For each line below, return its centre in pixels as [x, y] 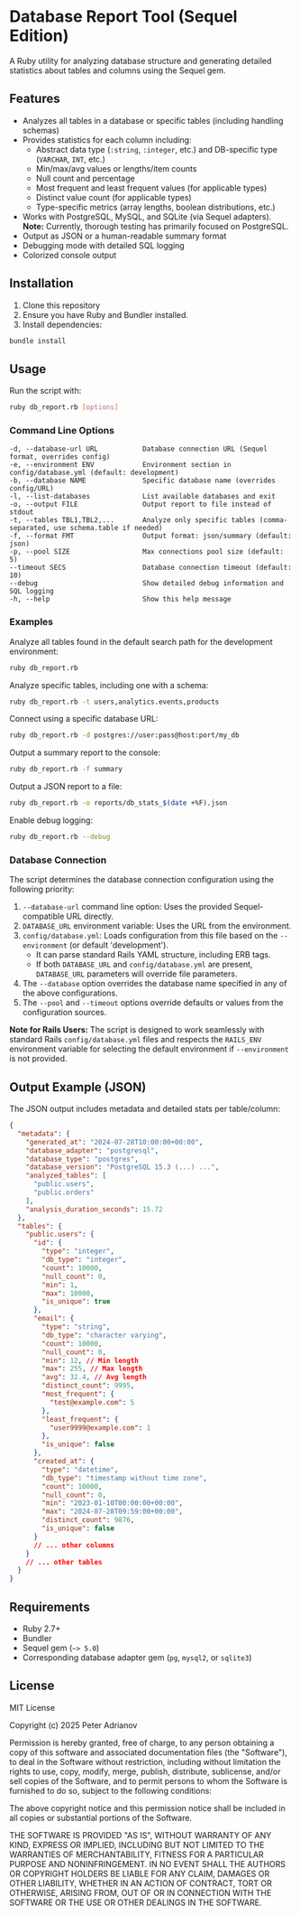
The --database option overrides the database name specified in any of [155, 984]
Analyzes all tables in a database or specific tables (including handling [153, 120]
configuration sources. [64, 1013]
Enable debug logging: [51, 820]
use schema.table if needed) [109, 528]
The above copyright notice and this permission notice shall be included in [147, 1808]
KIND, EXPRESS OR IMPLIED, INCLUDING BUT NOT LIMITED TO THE [137, 1845]
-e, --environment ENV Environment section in [120, 465]
